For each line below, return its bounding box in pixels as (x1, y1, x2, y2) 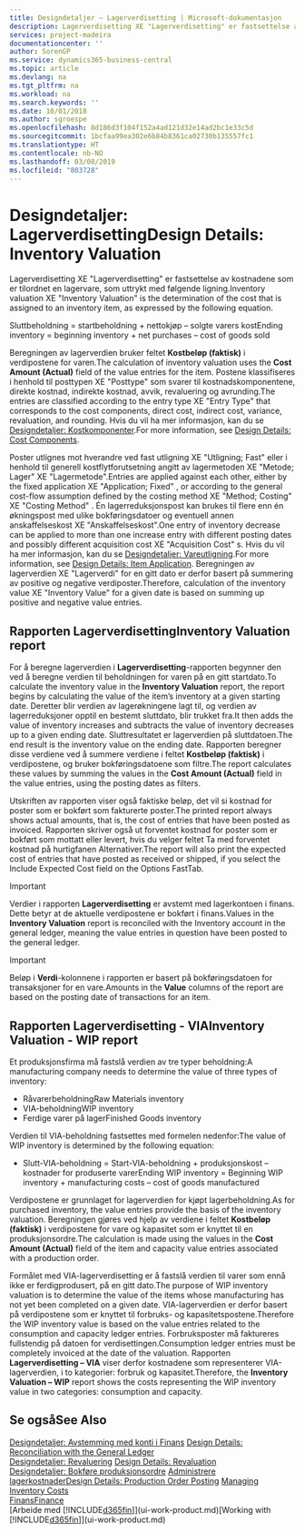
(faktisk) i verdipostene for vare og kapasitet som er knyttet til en (9, 1223, 254, 1234)
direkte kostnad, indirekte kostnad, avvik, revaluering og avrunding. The (9, 386, 275, 397)
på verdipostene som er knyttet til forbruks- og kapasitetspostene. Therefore (9, 1308, 295, 1319)
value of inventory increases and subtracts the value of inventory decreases (9, 720, 295, 731)
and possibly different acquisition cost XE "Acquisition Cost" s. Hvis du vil (9, 539, 285, 550)
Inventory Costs (9, 1485, 69, 1496)
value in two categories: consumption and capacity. (9, 1386, 202, 1397)
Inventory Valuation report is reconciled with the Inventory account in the (9, 918, 286, 929)
